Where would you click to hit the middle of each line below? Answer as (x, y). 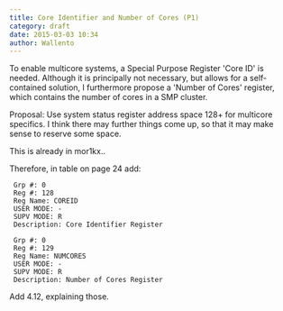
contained (28, 87)
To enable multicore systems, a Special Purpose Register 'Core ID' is (137, 69)
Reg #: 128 (33, 193)
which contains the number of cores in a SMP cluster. (109, 97)
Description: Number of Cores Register (88, 280)
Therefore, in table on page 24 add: (75, 169)
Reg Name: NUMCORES (50, 256)
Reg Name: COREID (46, 201)
